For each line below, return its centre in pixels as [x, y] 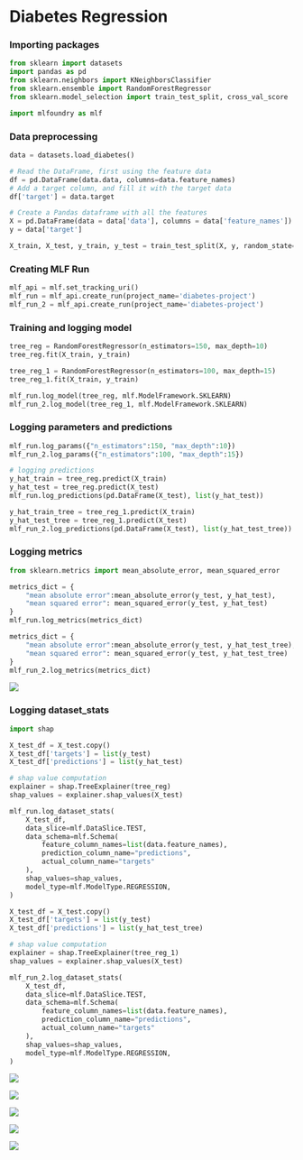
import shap [32, 729]
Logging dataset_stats [60, 710]
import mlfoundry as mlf [56, 113]
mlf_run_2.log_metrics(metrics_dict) [80, 670]
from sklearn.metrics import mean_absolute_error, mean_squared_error [145, 570]
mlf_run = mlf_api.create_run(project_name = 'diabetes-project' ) [133, 296]
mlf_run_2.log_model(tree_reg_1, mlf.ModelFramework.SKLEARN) [129, 404]
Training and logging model [71, 327]
